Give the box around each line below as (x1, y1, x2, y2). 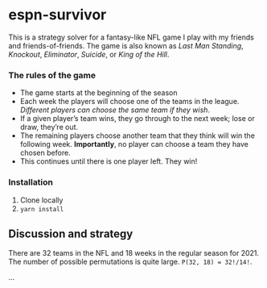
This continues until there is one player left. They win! (19, 157, 198, 166)
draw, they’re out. (19, 123, 79, 132)
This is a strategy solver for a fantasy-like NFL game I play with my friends (8, 32, 255, 42)
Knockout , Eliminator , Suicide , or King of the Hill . (8, 49, 170, 59)
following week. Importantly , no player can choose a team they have (19, 140, 249, 149)
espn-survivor (8, 6, 107, 24)
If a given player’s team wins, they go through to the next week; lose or (19, 114, 255, 123)
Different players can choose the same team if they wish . (19, 105, 211, 115)
